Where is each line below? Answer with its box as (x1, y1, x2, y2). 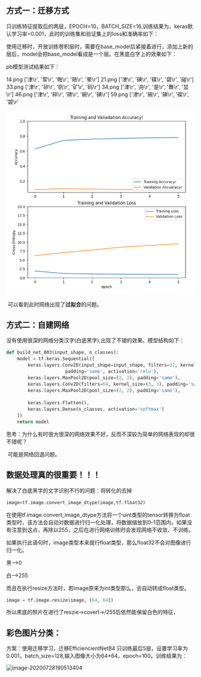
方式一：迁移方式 (6, 5, 69, 16)
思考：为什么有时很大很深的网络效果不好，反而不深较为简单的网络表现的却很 (6, 430, 195, 438)
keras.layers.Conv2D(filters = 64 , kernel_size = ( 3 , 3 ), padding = (28, 381, 188, 387)
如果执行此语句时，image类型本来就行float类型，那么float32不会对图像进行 (6, 539, 191, 546)
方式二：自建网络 (6, 319, 69, 330)
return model (17, 419, 50, 425)
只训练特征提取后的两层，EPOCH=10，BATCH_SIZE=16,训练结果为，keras (6, 23, 188, 30)
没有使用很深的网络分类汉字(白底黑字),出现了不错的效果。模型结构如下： (6, 337, 185, 344)
